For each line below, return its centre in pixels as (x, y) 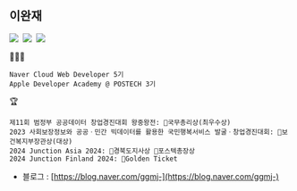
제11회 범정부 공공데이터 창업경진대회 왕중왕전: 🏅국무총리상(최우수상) (120, 122)
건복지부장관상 (31, 141)
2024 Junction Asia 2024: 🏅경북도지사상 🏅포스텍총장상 (102, 151)
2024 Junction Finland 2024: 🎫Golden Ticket (93, 159)
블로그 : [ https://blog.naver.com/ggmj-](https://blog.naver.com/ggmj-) (150, 176)
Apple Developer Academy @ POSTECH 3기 (83, 84)
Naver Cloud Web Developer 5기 (67, 74)
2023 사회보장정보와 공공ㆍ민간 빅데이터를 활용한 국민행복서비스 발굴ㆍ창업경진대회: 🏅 (145, 132)
